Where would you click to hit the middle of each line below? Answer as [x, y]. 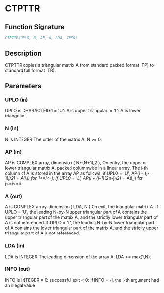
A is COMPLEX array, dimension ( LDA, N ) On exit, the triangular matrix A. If [82, 207]
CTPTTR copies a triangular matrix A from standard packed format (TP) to [80, 65]
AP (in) [13, 152]
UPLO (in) [17, 100]
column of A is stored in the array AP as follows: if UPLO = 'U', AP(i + [74, 173]
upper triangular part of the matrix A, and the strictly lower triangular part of [82, 217]
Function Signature [35, 27]
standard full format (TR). [31, 70]
